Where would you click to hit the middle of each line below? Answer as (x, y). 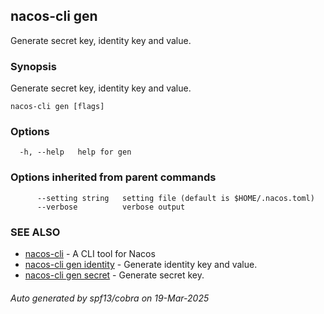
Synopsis (33, 66)
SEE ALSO (35, 232)
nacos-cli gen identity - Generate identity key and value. (141, 264)
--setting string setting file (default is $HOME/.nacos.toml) (175, 198)
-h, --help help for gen (75, 152)
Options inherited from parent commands (113, 177)
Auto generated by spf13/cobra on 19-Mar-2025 (110, 298)
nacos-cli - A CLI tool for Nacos (90, 253)
